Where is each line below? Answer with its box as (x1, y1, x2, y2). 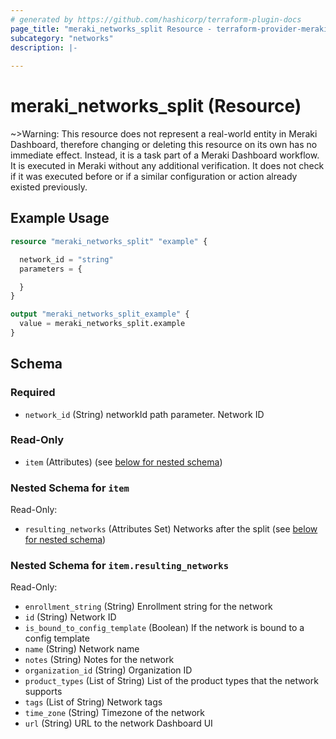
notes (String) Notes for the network (24, 654, 175, 666)
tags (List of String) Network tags (24, 696, 163, 708)
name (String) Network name (24, 643, 140, 655)
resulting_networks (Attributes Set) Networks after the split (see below (24, 523, 318, 535)
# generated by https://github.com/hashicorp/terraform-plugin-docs (10, 14, 302, 25)
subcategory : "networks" (10, 33, 114, 43)
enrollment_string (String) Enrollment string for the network (24, 601, 273, 613)
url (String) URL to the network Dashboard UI (24, 717, 213, 730)
